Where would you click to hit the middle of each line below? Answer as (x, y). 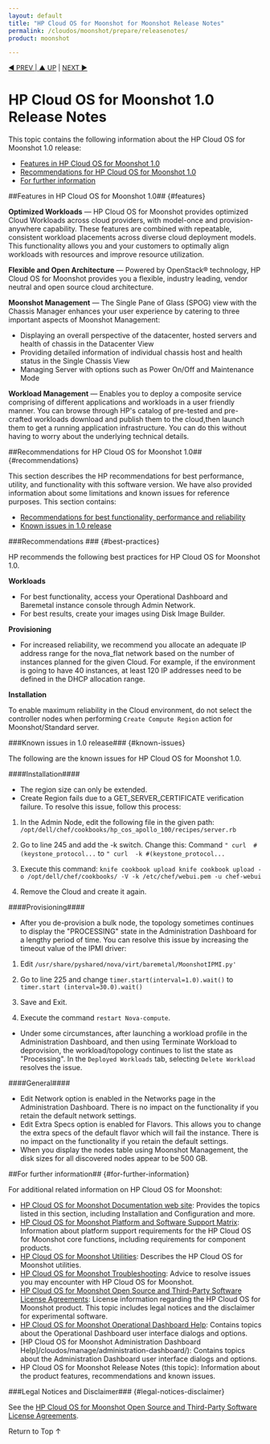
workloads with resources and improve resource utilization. (106, 255)
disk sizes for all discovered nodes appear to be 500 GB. (114, 1159)
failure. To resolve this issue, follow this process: (100, 807)
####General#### (39, 1083)
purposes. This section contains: (62, 502)
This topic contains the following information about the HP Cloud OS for (127, 139)
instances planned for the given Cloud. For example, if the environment (137, 662)
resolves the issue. (51, 1068)
